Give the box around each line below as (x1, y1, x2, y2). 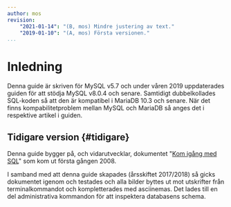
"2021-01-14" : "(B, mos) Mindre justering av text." (19, 23, 175, 30)
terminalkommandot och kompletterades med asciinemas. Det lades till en (7, 185, 218, 193)
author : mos (7, 10, 41, 17)
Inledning (7, 59, 63, 75)
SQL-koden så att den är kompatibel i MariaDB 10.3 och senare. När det (7, 97, 211, 105)
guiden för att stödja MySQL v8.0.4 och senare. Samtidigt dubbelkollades (7, 89, 216, 97)
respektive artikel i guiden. (7, 111, 83, 119)
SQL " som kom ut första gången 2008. (7, 157, 117, 165)
